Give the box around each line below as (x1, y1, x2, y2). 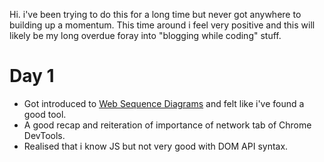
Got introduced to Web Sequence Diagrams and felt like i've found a (23, 97, 305, 109)
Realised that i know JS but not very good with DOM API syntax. (23, 140, 289, 152)
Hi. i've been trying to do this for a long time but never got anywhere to (9, 9, 302, 20)
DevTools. (23, 129, 66, 141)
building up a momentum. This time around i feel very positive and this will (9, 19, 316, 31)
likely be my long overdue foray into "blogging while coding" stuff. (9, 30, 282, 41)
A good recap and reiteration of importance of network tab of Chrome (23, 119, 312, 131)
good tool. (23, 108, 67, 120)
